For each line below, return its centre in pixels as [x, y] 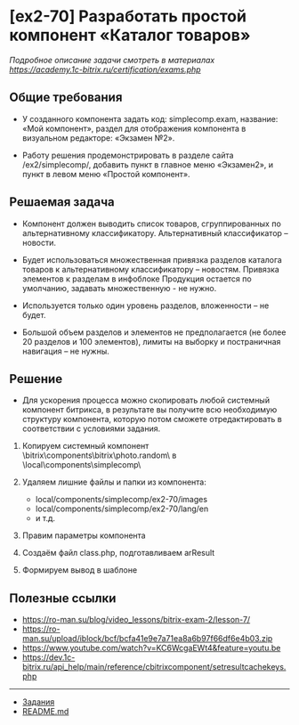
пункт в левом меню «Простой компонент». [106, 174]
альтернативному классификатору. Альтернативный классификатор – [155, 232]
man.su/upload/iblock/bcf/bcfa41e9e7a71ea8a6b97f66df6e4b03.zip [147, 639]
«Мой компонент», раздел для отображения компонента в [134, 128]
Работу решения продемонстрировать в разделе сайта [128, 155]
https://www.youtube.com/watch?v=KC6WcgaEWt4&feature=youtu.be [151, 648]
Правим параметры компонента [84, 535]
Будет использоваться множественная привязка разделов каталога [152, 259]
